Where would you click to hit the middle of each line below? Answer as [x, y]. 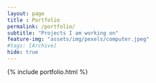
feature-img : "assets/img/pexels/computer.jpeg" [78, 39]
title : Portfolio [33, 20]
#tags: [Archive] [32, 46]
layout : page [26, 13]
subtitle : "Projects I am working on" [63, 33]
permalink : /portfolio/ [41, 26]
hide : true [23, 53]
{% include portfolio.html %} [48, 72]
